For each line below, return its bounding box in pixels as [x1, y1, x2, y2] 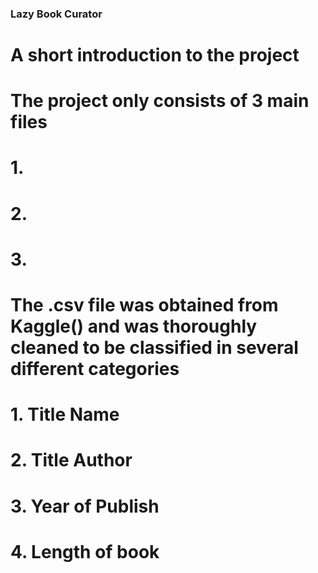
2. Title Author [10, 449, 133, 472]
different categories [10, 358, 180, 381]
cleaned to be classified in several [10, 337, 299, 359]
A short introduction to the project [10, 44, 300, 67]
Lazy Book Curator [10, 7, 103, 21]
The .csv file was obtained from [10, 294, 279, 317]
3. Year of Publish [10, 495, 160, 517]
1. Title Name [10, 403, 120, 426]
